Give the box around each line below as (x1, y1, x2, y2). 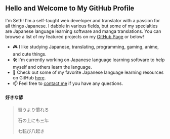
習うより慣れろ (17, 107, 49, 113)
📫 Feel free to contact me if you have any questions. (12, 80, 123, 86)
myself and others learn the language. (12, 64, 92, 70)
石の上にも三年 (17, 117, 49, 123)
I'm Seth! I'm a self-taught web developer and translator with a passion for (5, 17, 160, 23)
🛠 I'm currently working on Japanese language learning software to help (12, 57, 165, 63)
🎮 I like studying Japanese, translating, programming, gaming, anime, (12, 43, 159, 50)
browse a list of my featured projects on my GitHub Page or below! (5, 33, 144, 39)
